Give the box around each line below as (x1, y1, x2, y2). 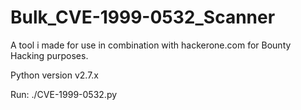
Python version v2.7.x (10, 69, 99, 81)
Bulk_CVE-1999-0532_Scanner (10, 6, 276, 29)
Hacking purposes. (10, 49, 89, 61)
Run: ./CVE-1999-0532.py (10, 88, 118, 100)
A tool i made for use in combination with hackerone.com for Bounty (10, 39, 292, 51)
